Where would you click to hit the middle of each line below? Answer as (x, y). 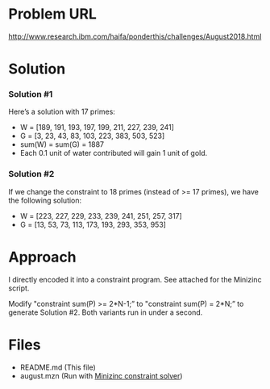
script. (19, 288)
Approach (42, 257)
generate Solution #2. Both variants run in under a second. (106, 312)
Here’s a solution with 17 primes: (62, 112)
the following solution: (45, 200)
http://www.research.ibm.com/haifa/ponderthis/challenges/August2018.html (135, 36)
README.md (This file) (58, 367)
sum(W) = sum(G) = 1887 (62, 144)
